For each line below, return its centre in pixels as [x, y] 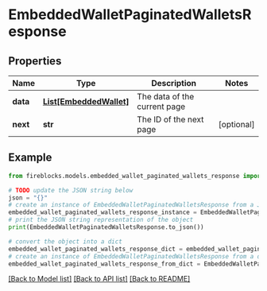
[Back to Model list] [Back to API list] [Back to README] [99, 279]
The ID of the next [170, 119]
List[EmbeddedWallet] [86, 101]
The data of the [166, 97]
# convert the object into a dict [66, 241]
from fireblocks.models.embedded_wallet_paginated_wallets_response [124, 176]
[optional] [236, 124]
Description [174, 83]
